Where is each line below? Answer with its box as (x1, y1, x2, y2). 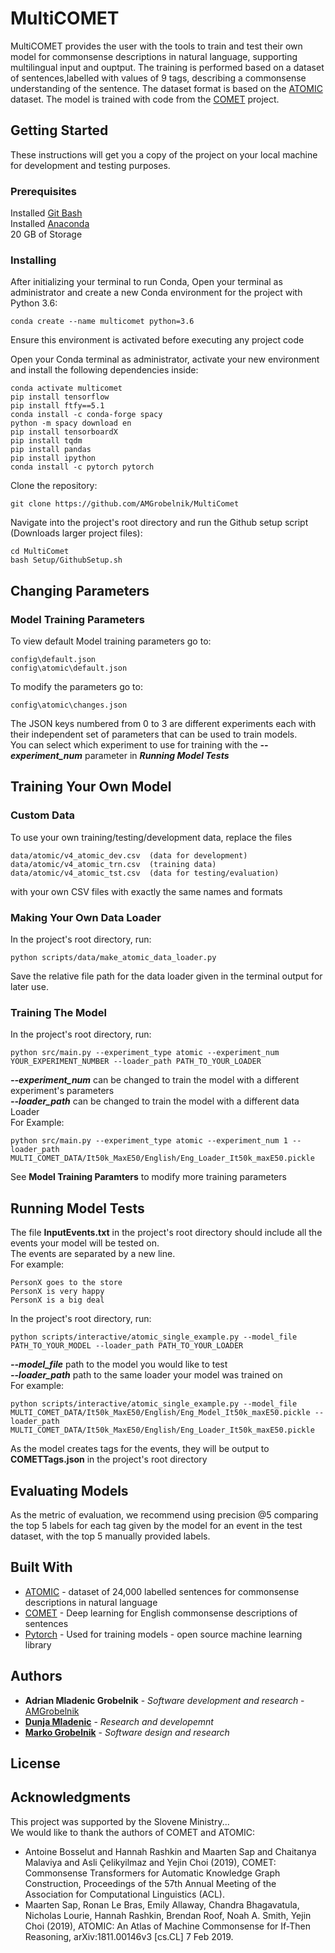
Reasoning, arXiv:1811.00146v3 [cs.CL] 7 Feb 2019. (24, 1930, 234, 1942)
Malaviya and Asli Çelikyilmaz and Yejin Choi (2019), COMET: (24, 1856, 277, 1868)
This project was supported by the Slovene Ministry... (10, 1815, 230, 1827)
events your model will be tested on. (10, 1237, 160, 1249)
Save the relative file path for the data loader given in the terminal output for (10, 970, 323, 982)
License (10, 1755, 61, 1772)
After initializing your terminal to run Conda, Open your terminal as (10, 276, 283, 288)
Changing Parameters (10, 582, 150, 599)
